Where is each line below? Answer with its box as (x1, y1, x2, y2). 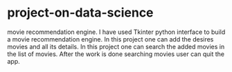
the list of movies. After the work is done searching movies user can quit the (7, 50, 225, 58)
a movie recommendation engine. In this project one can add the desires (7, 35, 214, 43)
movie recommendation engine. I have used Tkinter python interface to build (7, 28, 226, 36)
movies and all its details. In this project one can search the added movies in (7, 42, 225, 51)
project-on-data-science (7, 5, 154, 21)
